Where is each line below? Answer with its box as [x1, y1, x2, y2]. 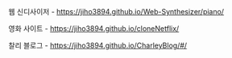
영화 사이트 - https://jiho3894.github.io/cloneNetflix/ [8, 24, 180, 33]
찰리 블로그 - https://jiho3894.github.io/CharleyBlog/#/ [8, 41, 188, 50]
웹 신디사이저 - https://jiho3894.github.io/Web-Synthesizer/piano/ [8, 7, 224, 16]
